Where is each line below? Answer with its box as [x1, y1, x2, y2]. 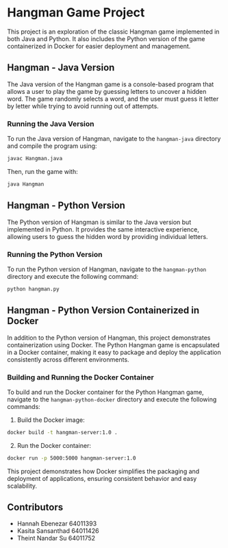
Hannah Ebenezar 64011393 [16, 519, 97, 528]
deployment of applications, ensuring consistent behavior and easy [7, 474, 197, 482]
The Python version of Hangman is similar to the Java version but [7, 218, 192, 226]
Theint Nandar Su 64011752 [16, 534, 96, 543]
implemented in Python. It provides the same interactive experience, [7, 225, 200, 234]
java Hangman [7, 180, 45, 188]
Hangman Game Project [7, 5, 145, 21]
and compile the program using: [7, 142, 97, 150]
